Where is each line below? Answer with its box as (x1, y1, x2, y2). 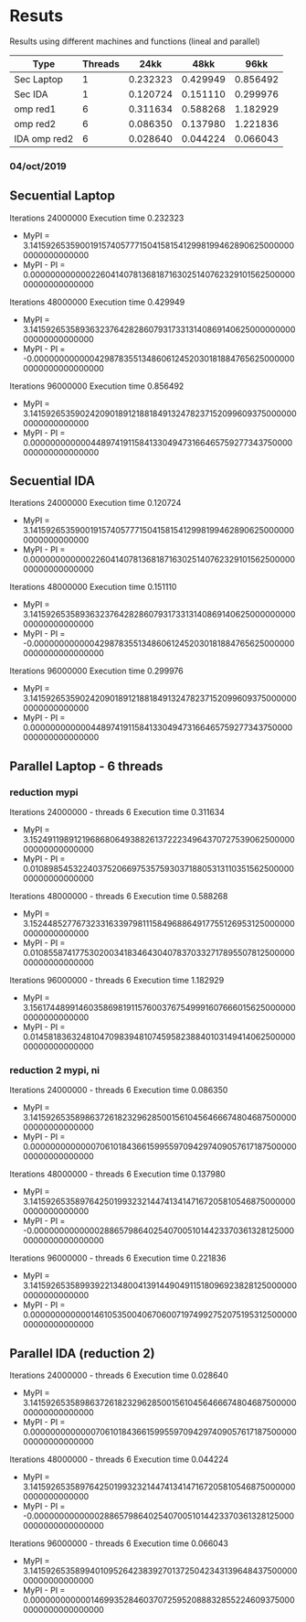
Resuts (9, 5, 64, 27)
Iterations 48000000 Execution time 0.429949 (9, 296, 185, 307)
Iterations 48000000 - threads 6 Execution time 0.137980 (9, 1168, 226, 1180)
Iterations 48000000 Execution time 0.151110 (9, 582, 177, 593)
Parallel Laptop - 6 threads (9, 758, 164, 774)
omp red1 (14, 102, 57, 115)
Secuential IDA (9, 473, 96, 489)
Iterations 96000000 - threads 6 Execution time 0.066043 (9, 1538, 228, 1549)
